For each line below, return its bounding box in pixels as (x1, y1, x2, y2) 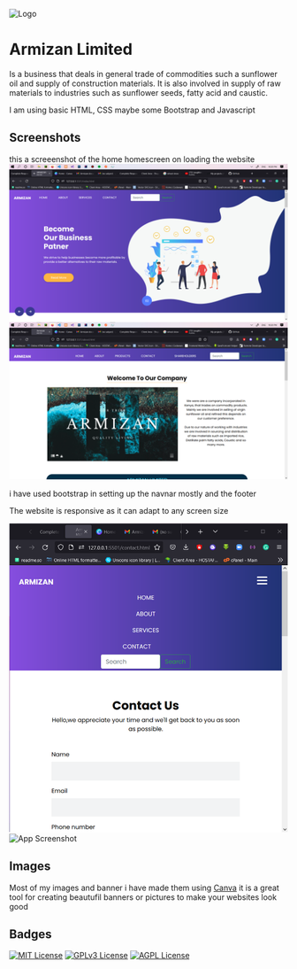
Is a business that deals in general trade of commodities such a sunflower (9, 68, 278, 79)
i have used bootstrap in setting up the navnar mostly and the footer (9, 488, 257, 499)
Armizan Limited (9, 40, 133, 59)
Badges (9, 926, 52, 942)
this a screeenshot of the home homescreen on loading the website (9, 153, 255, 164)
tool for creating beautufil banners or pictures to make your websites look (9, 891, 277, 903)
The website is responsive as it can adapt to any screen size (9, 505, 229, 516)
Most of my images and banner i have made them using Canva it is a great (9, 882, 280, 893)
